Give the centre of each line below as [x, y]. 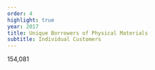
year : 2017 [23, 26]
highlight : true [31, 20]
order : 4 [20, 14]
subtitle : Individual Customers [54, 40]
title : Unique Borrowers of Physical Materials [78, 33]
